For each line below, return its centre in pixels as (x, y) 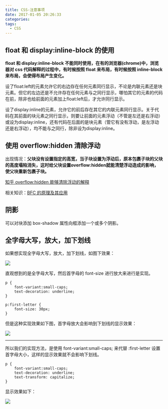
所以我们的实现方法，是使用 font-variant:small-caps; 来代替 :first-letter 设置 (83, 348)
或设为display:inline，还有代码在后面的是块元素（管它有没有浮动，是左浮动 (82, 122)
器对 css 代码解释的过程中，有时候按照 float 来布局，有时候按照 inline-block (84, 69)
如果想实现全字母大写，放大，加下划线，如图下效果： (60, 253)
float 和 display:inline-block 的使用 (60, 50)
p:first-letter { (23, 305)
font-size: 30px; (32, 309)
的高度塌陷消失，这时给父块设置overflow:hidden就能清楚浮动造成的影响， (82, 165)
